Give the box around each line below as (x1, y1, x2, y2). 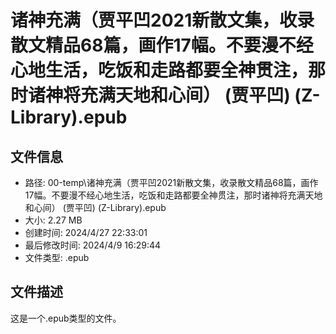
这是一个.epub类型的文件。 (10, 312, 122, 324)
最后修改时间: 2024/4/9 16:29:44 (24, 239, 162, 251)
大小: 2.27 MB (24, 214, 83, 226)
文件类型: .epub (24, 252, 90, 263)
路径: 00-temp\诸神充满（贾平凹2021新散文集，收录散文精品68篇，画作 (24, 177, 319, 188)
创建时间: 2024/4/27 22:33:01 (24, 227, 148, 238)
